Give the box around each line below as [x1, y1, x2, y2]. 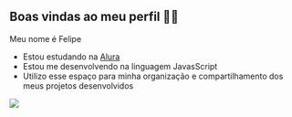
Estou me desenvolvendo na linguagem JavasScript [22, 60, 218, 71]
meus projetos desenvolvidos [22, 80, 134, 91]
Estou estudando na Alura [22, 51, 120, 62]
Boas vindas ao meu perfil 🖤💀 [9, 9, 180, 25]
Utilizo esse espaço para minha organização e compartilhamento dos [22, 70, 284, 81]
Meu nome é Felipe [9, 33, 82, 44]
